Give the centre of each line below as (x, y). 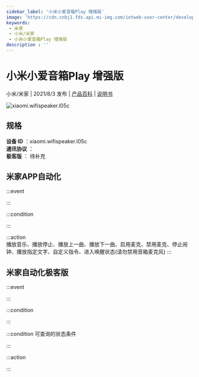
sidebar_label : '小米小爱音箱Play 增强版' (55, 12)
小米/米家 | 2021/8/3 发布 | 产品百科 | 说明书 (60, 93)
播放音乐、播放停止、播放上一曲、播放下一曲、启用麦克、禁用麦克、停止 (94, 244)
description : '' (28, 45)
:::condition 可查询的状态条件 (41, 334)
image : (14, 17)
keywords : (18, 23)
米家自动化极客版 (37, 272)
